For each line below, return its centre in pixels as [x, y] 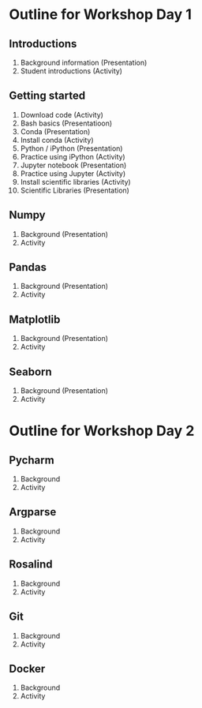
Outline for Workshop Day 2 [102, 431]
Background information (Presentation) [84, 62]
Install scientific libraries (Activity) [75, 182]
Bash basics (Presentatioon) [66, 123]
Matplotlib [35, 319]
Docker [27, 669]
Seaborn [30, 371]
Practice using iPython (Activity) [73, 156]
